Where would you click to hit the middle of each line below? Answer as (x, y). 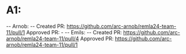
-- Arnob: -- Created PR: (36, 26)
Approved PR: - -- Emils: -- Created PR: (74, 32)
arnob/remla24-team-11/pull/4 (43, 38)
